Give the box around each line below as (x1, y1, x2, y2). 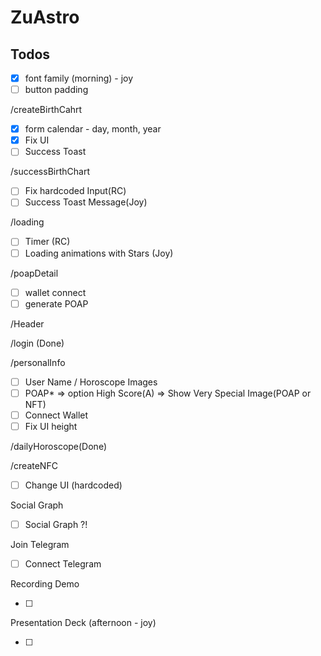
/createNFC (10, 459, 58, 471)
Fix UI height (24, 420, 78, 432)
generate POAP (24, 297, 89, 310)
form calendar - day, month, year (24, 123, 162, 135)
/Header (10, 317, 45, 330)
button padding (24, 84, 89, 96)
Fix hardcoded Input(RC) (24, 185, 127, 197)
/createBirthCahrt (10, 104, 83, 116)
